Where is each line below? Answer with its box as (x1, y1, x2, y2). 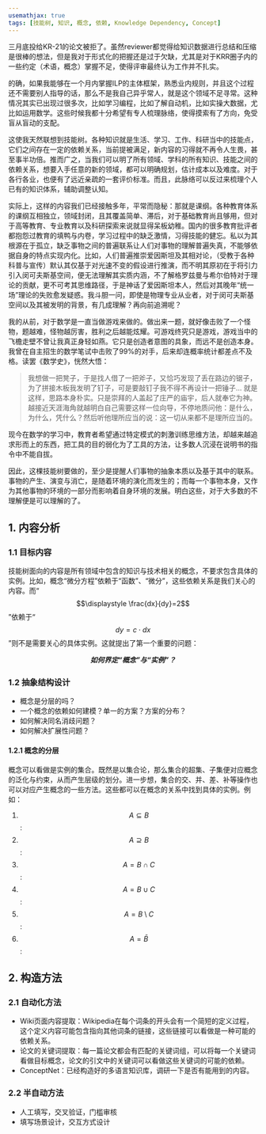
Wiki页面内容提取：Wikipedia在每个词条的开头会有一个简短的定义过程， (19, 1016, 253, 1026)
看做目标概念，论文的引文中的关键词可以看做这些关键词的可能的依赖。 (19, 1056, 249, 1065)
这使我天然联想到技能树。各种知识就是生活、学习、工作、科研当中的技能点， (8, 135, 258, 144)
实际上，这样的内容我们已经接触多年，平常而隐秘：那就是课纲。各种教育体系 (8, 201, 258, 210)
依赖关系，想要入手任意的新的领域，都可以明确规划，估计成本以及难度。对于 (8, 164, 258, 174)
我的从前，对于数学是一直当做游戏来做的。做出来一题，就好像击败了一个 (8, 317, 244, 326)
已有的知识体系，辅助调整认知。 (8, 184, 112, 194)
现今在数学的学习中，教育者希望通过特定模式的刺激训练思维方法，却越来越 (8, 429, 251, 439)
